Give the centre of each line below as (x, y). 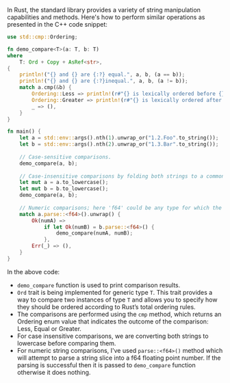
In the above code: (34, 272)
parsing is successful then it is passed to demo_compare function (106, 365)
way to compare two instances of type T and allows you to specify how (117, 300)
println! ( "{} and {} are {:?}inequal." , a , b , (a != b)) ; (104, 81)
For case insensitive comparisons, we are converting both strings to (113, 336)
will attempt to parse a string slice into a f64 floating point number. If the (119, 358)
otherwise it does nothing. (54, 372)
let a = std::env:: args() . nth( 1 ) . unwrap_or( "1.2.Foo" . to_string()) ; (119, 138)
